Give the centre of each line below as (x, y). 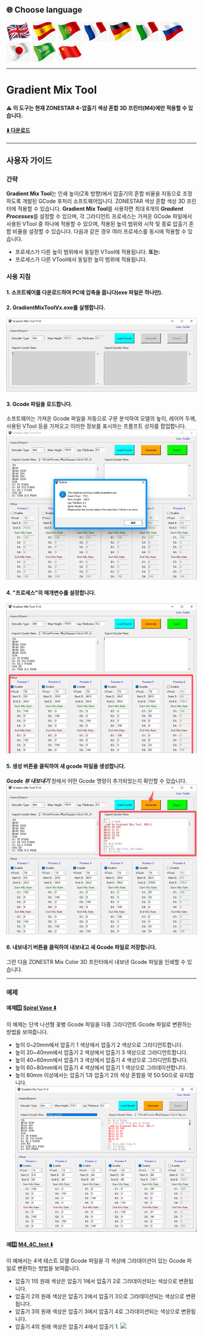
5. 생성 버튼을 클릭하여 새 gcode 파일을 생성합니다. (66, 766)
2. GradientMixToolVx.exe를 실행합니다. (56, 307)
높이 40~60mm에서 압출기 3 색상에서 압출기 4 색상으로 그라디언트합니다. (101, 1060)
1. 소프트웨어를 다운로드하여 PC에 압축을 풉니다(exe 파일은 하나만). (85, 292)
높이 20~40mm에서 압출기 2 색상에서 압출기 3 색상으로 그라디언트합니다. (101, 1052)
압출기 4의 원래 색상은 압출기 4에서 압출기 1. (67, 1327)
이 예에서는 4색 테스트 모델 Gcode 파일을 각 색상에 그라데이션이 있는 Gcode (96, 1261)
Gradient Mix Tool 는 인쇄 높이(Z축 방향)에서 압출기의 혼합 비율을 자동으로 (94, 194)
